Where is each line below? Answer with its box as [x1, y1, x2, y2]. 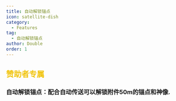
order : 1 [6, 46, 27, 52]
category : [6, 19, 30, 25]
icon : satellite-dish [6, 14, 59, 20]
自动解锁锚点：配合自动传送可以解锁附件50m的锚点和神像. [6, 88, 171, 96]
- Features [11, 24, 38, 31]
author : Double [6, 41, 43, 47]
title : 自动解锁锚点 [6, 8, 51, 15]
